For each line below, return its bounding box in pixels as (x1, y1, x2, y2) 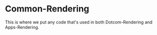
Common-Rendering (5, 3, 90, 14)
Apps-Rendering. (5, 24, 40, 30)
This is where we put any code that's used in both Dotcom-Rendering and (5, 19, 153, 25)
